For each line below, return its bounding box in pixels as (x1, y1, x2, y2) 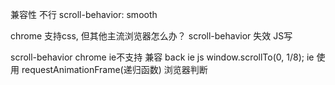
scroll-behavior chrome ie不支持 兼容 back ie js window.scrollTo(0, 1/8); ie (10, 51, 315, 63)
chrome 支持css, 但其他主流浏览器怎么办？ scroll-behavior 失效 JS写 (10, 30, 293, 42)
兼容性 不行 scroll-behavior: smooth (10, 9, 158, 20)
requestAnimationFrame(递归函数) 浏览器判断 (21, 64, 208, 75)
